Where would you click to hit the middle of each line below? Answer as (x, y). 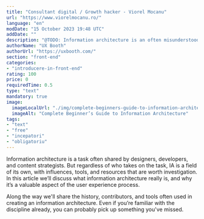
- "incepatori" (25, 136)
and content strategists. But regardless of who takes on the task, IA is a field (102, 165)
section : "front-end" (34, 57)
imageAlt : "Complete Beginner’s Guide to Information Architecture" (100, 113)
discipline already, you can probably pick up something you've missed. (95, 209)
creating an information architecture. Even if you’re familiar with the (90, 203)
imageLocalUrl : (31, 108)
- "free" (17, 130)
